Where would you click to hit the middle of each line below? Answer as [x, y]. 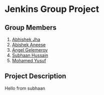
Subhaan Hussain [30, 55]
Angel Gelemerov [30, 50]
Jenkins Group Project [52, 9]
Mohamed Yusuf [29, 60]
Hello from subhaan [25, 88]
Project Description [35, 76]
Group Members [31, 28]
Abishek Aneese [29, 45]
